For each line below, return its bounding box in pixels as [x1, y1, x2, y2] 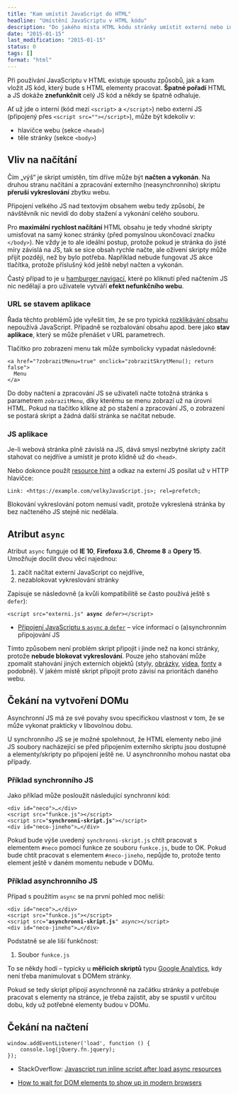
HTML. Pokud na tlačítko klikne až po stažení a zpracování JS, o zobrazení [7, 404, 225, 412]
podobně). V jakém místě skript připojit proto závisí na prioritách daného [7, 666, 218, 675]
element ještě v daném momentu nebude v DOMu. [7, 858, 154, 867]
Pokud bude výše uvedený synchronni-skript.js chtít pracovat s [7, 836, 198, 845]
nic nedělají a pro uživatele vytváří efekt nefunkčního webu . [7, 281, 184, 290]
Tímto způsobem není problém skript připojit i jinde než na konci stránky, [7, 644, 220, 652]
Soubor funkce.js [17, 950, 70, 959]
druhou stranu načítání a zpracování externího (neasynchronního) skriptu [7, 180, 221, 188]
